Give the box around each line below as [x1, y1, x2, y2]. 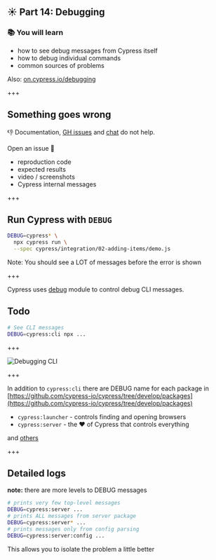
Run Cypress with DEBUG [7, 214, 112, 226]
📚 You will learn [7, 28, 64, 38]
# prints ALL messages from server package [7, 512, 137, 520]
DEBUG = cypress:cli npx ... [7, 330, 86, 338]
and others [7, 433, 39, 442]
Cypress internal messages [17, 179, 97, 189]
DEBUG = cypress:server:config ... [7, 532, 105, 539]
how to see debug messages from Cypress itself [17, 46, 158, 55]
